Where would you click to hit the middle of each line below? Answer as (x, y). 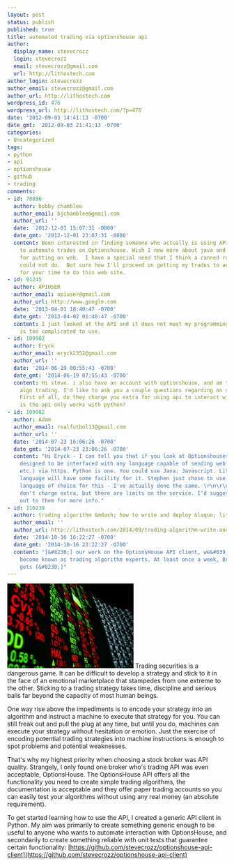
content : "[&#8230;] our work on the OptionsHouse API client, (107, 552)
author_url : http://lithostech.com (59, 96)
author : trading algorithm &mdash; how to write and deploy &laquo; (115, 515)
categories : (24, 133)
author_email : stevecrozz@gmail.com (60, 88)
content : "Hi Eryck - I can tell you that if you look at (100, 456)
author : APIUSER (37, 287)
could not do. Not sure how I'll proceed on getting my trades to (119, 265)
